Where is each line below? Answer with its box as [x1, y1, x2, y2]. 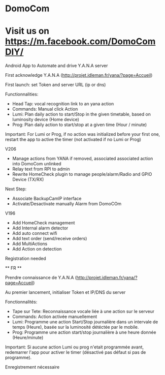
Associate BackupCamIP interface [12, 195, 82, 202]
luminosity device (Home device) [12, 117, 80, 123]
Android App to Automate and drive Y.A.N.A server [5, 62, 108, 69]
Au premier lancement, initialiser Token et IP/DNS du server [5, 289, 126, 295]
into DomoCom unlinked [12, 161, 62, 167]
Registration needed [5, 255, 46, 261]
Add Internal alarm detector [12, 225, 68, 231]
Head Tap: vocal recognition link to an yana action [12, 101, 114, 107]
